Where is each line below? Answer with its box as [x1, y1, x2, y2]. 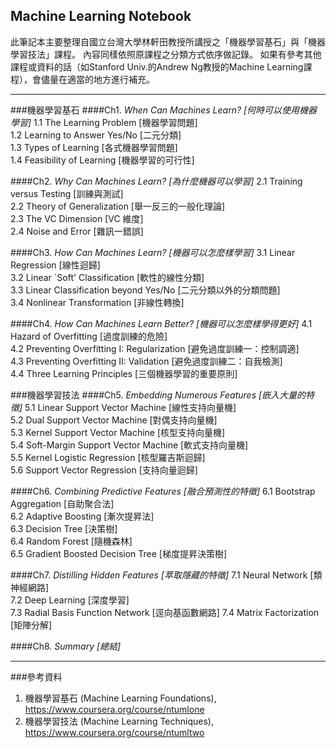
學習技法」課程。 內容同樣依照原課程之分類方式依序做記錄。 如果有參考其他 [10, 48, 322, 60]
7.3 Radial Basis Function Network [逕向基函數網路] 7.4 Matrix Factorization [10, 606, 320, 618]
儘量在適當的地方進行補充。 [40, 73, 155, 85]
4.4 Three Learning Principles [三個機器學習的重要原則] [10, 367, 238, 379]
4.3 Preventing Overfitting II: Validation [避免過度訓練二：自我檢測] [10, 355, 283, 367]
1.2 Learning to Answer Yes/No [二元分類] [10, 129, 182, 141]
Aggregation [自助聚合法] [10, 497, 115, 509]
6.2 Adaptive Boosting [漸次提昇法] [10, 510, 155, 522]
